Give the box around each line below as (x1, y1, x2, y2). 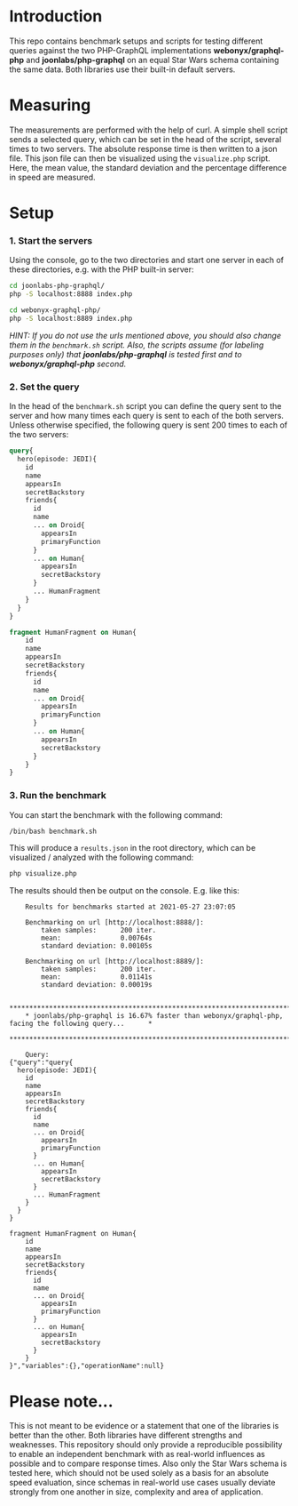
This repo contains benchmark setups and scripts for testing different (9, 36, 263, 46)
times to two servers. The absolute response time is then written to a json (9, 143, 278, 154)
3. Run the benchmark (9, 789, 106, 802)
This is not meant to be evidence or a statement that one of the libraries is (9, 1421, 279, 1431)
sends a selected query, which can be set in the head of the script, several (9, 133, 282, 144)
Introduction (9, 6, 103, 27)
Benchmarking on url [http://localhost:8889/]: (25, 957, 204, 966)
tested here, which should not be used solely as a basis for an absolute (9, 1468, 269, 1478)
